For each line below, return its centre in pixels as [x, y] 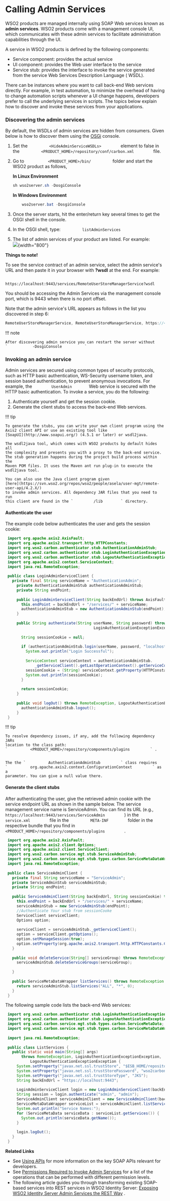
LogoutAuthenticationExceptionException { [76, 1062]
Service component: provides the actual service [62, 59]
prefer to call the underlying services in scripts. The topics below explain [81, 101]
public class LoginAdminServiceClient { [51, 576]
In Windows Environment [39, 195]
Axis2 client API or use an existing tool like [56, 431]
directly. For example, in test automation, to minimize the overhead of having [85, 90]
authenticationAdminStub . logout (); [58, 708]
